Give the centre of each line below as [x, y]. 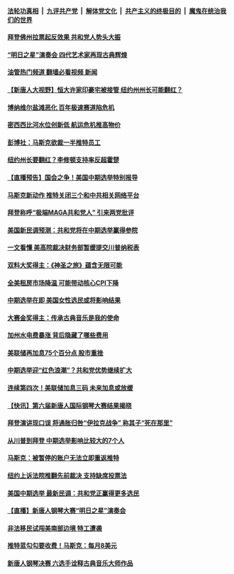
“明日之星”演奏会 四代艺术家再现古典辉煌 [67, 55]
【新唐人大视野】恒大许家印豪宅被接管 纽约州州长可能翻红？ [95, 89]
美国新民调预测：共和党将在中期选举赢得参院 [73, 230]
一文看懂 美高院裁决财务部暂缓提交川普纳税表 [73, 247]
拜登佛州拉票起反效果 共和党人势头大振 [64, 37]
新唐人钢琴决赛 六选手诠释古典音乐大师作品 [70, 563]
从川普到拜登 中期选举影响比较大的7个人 [66, 440]
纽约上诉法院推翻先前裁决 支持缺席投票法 [67, 475]
